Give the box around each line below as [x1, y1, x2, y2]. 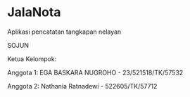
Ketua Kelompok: [7, 54, 57, 63]
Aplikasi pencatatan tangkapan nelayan [7, 27, 122, 36]
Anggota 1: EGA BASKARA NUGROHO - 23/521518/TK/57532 [7, 68, 184, 77]
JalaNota [7, 4, 61, 20]
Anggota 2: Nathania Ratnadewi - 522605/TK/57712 [7, 82, 158, 90]
